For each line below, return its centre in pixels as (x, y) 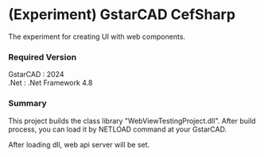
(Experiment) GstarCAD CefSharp (122, 15)
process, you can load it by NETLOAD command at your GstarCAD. (118, 129)
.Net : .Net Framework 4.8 (50, 83)
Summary (28, 103)
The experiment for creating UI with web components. (97, 36)
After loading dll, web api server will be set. (79, 144)
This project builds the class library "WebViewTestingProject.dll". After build (132, 121)
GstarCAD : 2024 (36, 75)
